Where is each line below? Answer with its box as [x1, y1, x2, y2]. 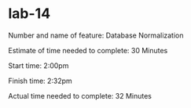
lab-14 [8, 5, 51, 23]
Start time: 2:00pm [8, 60, 69, 70]
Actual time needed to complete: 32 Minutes [8, 91, 152, 100]
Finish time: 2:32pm [8, 76, 72, 85]
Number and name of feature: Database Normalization [8, 31, 184, 40]
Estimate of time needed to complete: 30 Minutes [8, 45, 168, 55]
